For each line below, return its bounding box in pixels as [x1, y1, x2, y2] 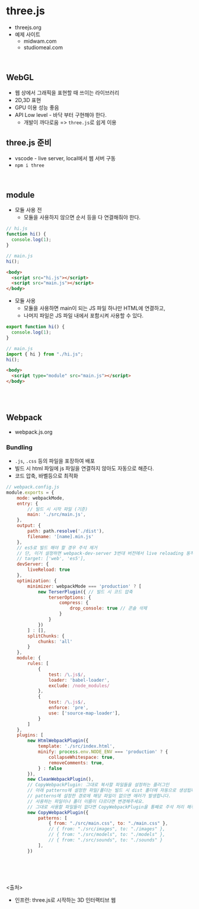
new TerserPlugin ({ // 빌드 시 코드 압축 [37, 589, 133, 595]
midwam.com [23, 37, 57, 45]
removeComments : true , [48, 759, 105, 766]
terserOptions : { [48, 595, 92, 600]
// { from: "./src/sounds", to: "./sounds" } [48, 837, 163, 843]
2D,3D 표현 [14, 96, 41, 103]
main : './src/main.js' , [27, 511, 86, 517]
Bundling [6, 443, 33, 452]
